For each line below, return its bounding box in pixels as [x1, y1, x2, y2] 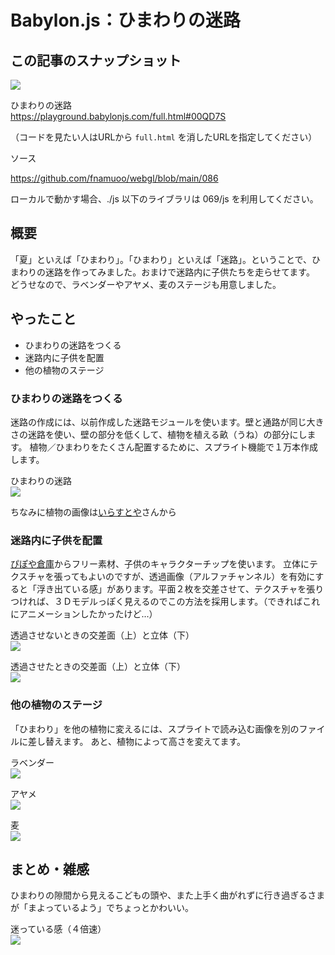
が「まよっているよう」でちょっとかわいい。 [10, 902, 194, 914]
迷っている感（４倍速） [10, 923, 107, 935]
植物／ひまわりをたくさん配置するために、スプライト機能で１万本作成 [29, 441, 319, 453]
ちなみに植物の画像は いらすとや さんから [10, 506, 177, 518]
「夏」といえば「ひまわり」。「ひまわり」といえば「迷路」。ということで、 [10, 253, 313, 265]
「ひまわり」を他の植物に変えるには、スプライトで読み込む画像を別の [10, 722, 300, 735]
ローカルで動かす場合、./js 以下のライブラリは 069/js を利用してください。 [10, 193, 319, 205]
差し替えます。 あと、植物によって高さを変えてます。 [27, 735, 247, 747]
